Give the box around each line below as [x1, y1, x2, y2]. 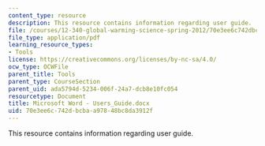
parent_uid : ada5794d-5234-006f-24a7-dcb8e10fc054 [8, 84, 178, 93]
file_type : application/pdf [8, 33, 101, 42]
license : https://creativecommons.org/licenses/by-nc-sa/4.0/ [8, 56, 217, 64]
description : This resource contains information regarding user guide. [8, 19, 252, 27]
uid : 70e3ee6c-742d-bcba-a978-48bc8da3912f [8, 107, 154, 115]
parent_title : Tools [8, 70, 77, 78]
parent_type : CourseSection [8, 77, 101, 85]
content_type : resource [8, 11, 87, 20]
